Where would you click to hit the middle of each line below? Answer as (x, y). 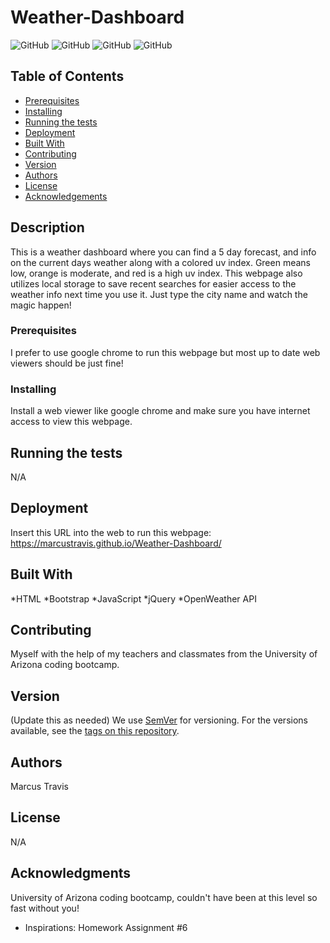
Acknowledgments (71, 873)
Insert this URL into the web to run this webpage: (111, 532)
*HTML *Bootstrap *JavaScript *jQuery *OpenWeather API (133, 598)
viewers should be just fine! (67, 363)
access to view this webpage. (71, 422)
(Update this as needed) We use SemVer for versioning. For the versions (159, 720)
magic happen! (41, 305)
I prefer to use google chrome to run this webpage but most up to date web (165, 352)
